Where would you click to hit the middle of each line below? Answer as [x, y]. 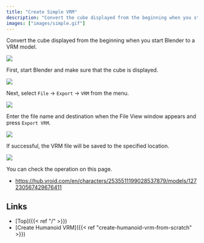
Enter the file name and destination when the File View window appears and [101, 117]
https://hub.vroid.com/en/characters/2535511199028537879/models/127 [106, 181]
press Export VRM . [29, 123]
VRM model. [22, 47]
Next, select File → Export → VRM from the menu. [68, 93]
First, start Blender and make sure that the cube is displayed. [82, 70]
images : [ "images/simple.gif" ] [46, 23]
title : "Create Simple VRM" [42, 12]
